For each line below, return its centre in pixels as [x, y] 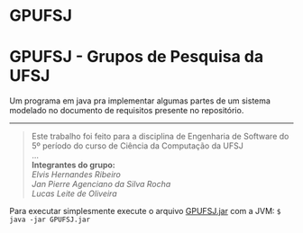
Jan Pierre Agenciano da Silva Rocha [101, 184]
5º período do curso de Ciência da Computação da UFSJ [137, 146]
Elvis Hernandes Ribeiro [76, 175]
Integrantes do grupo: [73, 165]
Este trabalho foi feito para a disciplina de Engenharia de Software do [160, 137]
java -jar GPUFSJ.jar [50, 220]
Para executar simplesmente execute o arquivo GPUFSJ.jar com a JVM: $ [145, 211]
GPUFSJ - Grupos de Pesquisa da [137, 57]
